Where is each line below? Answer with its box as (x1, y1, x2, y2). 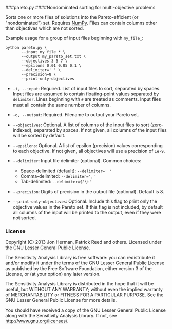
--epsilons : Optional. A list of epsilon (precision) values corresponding (12, 142, 163, 148)
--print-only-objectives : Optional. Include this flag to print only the (12, 198, 158, 204)
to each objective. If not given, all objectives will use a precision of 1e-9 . (12, 148, 165, 154)
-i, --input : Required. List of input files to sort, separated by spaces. (12, 86, 161, 91)
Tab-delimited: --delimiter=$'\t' (20, 179, 92, 184)
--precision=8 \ (21, 72, 56, 77)
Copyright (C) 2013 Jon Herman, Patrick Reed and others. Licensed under (5, 239, 162, 245)
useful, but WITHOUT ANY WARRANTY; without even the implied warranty (5, 286, 163, 293)
